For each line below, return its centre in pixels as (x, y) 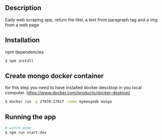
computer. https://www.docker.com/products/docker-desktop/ (68, 93)
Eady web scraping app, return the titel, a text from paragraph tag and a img (81, 19)
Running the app (30, 117)
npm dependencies (24, 52)
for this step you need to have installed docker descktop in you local (73, 87)
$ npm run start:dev (26, 132)
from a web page (22, 25)
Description (23, 8)
